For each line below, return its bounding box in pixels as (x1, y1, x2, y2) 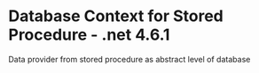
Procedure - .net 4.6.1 (8, 25, 170, 45)
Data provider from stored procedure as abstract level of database (8, 54, 251, 64)
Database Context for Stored (8, 6, 224, 26)
